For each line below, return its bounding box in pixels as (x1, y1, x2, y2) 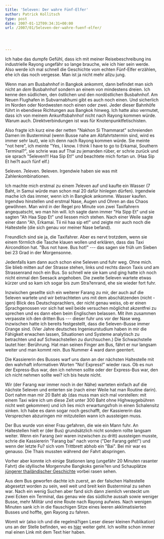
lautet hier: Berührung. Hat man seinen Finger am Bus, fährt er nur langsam (5, 342, 157, 348)
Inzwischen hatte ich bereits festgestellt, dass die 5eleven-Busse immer (5, 321, 150, 327)
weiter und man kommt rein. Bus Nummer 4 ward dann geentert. (5, 347, 135, 353)
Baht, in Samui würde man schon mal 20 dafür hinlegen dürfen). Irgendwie (5, 188, 156, 194)
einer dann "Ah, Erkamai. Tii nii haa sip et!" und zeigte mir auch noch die (5, 219, 151, 225)
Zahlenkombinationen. (5, 173, 50, 179)
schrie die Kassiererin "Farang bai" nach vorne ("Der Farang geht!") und (5, 438, 151, 444)
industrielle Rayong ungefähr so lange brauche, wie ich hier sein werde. (5, 61, 150, 67)
